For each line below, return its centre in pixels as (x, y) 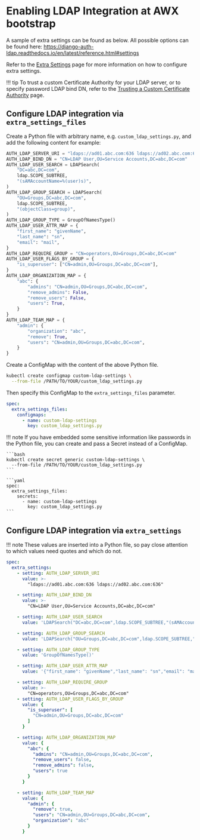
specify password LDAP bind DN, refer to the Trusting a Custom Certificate (98, 88)
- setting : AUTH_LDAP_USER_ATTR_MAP (62, 666)
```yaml (16, 481)
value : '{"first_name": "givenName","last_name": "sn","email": (103, 672)
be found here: (24, 47)
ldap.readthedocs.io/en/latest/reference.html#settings (73, 53)
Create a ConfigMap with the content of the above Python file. (82, 365)
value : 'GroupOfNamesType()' (58, 655)
